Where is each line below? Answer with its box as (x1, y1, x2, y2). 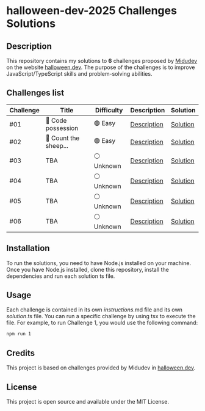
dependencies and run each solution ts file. (6, 272, 115, 280)
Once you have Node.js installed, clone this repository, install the (6, 266, 169, 273)
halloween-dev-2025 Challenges (6, 4, 177, 18)
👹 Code (45, 116, 67, 125)
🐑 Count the (45, 134, 80, 142)
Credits (6, 347, 35, 358)
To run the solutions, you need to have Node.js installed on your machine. (6, 259, 191, 266)
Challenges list (6, 88, 65, 98)
